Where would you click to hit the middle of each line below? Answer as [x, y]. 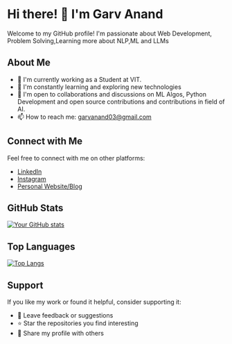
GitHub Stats [35, 208]
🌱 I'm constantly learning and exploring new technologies [99, 87]
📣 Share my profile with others [60, 333]
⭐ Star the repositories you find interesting [78, 323]
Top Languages [41, 246]
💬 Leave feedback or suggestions [65, 315]
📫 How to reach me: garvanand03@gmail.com [84, 117]
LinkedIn [29, 171]
